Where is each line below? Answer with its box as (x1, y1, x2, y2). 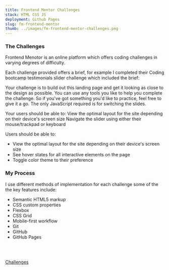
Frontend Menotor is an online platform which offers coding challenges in (5, 54, 158, 61)
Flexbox (12, 207, 29, 213)
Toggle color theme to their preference (12, 157, 93, 163)
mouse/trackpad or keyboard (5, 121, 66, 127)
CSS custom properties (12, 202, 62, 208)
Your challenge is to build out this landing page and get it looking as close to (5, 84, 164, 91)
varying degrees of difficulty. (5, 60, 66, 66)
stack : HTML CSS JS (5, 12, 46, 17)
